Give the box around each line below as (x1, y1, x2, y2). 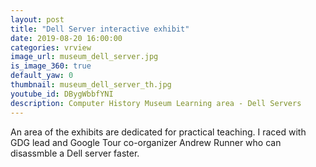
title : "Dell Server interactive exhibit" (10, 24, 190, 34)
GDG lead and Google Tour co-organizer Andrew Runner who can (10, 136, 282, 148)
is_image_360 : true (10, 61, 92, 71)
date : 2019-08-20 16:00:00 (10, 33, 123, 43)
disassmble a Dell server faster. (10, 147, 140, 159)
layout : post (10, 14, 65, 25)
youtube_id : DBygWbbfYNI (10, 89, 114, 99)
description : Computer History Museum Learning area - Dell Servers (10, 98, 302, 108)
